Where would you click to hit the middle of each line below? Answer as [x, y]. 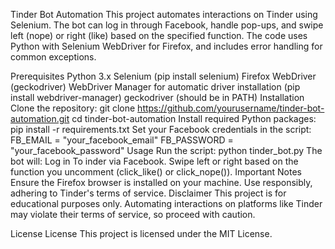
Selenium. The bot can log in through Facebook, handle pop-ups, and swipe [167, 25]
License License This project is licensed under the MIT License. [141, 233]
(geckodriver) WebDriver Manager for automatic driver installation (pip [155, 87]
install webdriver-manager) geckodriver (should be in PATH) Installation [157, 97]
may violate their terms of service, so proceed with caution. [133, 214]
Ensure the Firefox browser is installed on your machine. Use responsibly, [161, 182]
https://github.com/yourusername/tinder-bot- [231, 108]
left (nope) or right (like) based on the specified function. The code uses [159, 35]
